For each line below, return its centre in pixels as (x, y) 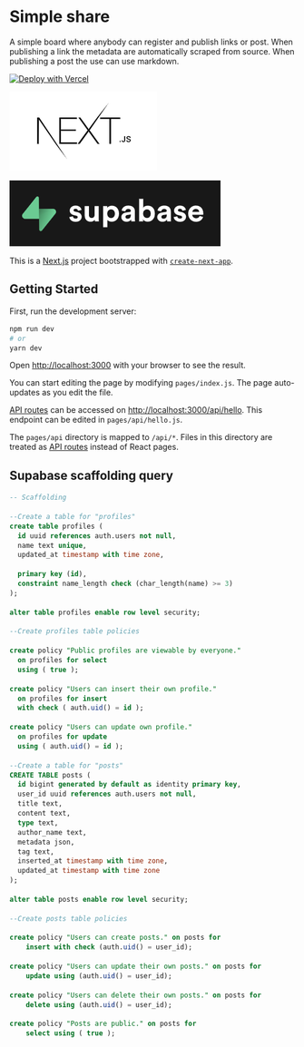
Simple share (60, 17)
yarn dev (26, 348)
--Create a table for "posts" (67, 765)
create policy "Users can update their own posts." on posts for (135, 967)
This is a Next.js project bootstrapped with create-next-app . (122, 260)
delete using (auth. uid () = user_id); (99, 1004)
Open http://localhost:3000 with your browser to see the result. (128, 366)
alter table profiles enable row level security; (105, 612)
